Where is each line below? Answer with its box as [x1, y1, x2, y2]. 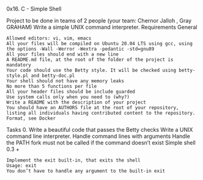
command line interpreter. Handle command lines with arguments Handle [6, 132, 191, 140]
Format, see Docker [6, 115, 56, 121]
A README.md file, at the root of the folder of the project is [6, 57, 174, 63]
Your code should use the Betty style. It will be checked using [6, 67, 176, 73]
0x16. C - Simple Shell [6, 5, 62, 12]
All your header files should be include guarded [6, 88, 136, 95]
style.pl [6, 73, 29, 79]
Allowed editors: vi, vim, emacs [6, 35, 92, 41]
